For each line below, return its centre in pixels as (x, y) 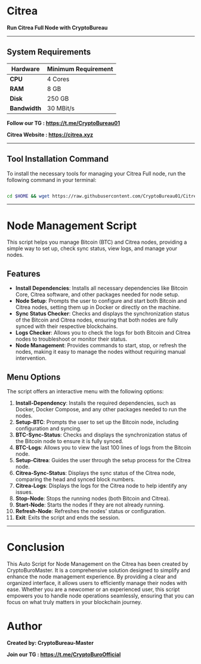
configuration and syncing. (49, 428)
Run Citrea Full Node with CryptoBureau (57, 28)
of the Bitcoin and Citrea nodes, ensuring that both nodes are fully (97, 320)
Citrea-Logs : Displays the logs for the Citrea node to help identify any (101, 486)
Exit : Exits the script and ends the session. (68, 517)
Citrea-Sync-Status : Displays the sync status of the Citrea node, (95, 473)
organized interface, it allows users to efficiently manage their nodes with (97, 583)
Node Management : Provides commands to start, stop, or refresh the (101, 345)
